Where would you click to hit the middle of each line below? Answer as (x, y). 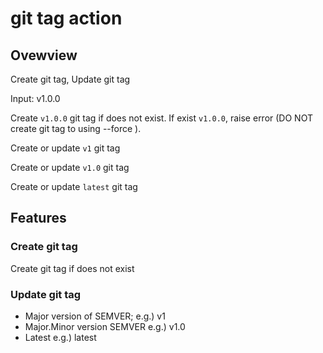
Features (38, 218)
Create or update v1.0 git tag (70, 167)
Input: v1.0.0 (35, 98)
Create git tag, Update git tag (70, 79)
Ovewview (44, 55)
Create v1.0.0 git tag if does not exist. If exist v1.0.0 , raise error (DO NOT (161, 118)
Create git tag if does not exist (72, 268)
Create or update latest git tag (74, 186)
